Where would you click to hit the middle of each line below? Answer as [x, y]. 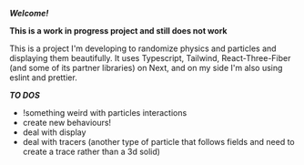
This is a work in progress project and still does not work [118, 31]
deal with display [54, 132]
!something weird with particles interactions [105, 113]
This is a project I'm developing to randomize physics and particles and [143, 48]
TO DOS [25, 95]
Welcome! [29, 13]
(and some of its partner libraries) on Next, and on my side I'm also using [146, 68]
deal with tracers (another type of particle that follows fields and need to [158, 142]
